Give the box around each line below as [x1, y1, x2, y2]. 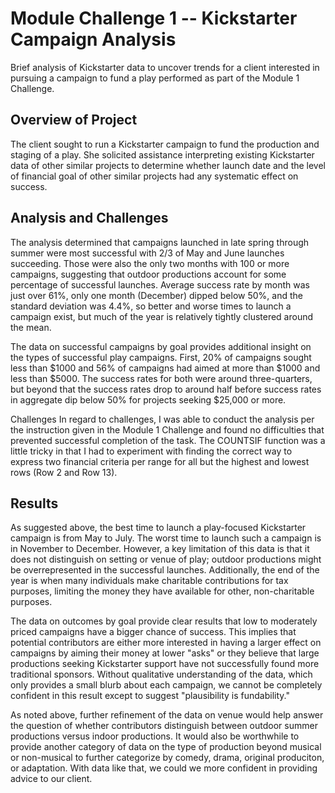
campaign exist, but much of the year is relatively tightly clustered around [10, 310, 314, 322]
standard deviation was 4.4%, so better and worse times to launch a [10, 300, 292, 312]
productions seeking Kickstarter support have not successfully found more [10, 658, 320, 670]
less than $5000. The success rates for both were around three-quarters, [10, 372, 313, 384]
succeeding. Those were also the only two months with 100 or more [10, 257, 290, 269]
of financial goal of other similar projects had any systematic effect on [10, 170, 299, 182]
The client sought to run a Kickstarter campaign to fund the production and [10, 138, 320, 150]
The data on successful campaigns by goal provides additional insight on [10, 340, 312, 352]
